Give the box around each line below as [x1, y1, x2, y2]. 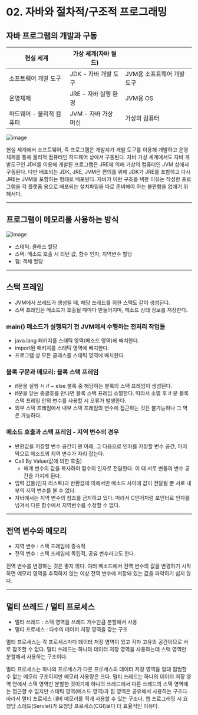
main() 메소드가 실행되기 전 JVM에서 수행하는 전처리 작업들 [6, 322, 166, 331]
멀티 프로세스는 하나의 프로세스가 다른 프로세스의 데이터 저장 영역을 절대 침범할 [6, 665, 187, 673]
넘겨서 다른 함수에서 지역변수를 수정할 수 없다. [14, 502, 121, 509]
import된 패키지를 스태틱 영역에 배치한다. [14, 344, 110, 351]
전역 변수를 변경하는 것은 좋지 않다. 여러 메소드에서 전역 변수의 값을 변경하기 [6, 562, 181, 569]
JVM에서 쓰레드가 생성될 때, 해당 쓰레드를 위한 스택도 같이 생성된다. [14, 299, 171, 306]
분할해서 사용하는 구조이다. [6, 653, 68, 660]
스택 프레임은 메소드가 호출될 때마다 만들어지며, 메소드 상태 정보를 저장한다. [14, 306, 188, 313]
